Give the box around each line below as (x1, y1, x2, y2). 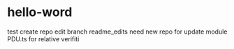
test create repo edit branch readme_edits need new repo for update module (7, 27, 228, 36)
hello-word (7, 4, 73, 20)
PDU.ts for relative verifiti (7, 34, 80, 43)
